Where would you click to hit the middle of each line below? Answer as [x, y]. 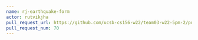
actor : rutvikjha [27, 17]
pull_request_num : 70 [33, 28]
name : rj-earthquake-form [38, 11]
